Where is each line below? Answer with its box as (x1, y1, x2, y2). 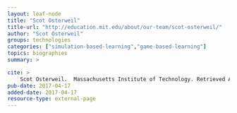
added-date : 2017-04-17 (7, 89, 78, 96)
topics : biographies (7, 50, 68, 57)
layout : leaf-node (7, 10, 61, 18)
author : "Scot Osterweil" (7, 30, 83, 37)
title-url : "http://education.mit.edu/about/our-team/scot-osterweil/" (7, 23, 222, 30)
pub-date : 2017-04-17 (7, 82, 71, 89)
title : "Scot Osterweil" (7, 17, 80, 24)
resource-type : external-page (7, 95, 97, 102)
